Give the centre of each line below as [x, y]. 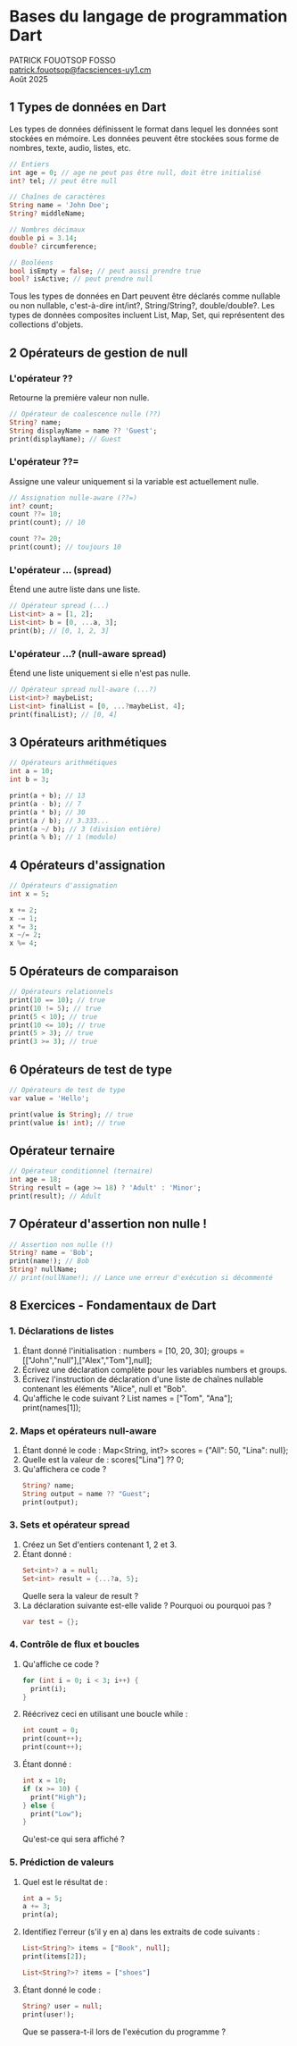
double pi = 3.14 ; [43, 238]
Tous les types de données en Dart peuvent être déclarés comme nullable [145, 296]
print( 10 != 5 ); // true [55, 1008]
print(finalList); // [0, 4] [63, 714]
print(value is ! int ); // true [67, 1123]
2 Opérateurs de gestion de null [99, 353]
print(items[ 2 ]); [54, 1957]
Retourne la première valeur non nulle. [79, 397]
